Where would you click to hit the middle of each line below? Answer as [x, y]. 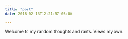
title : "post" [19, 9]
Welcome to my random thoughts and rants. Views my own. [64, 31]
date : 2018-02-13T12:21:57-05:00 [39, 14]
